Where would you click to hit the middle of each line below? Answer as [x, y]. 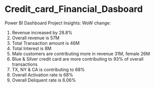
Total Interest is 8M [32, 48]
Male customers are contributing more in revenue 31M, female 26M [81, 54]
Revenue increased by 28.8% [42, 32]
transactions [25, 64]
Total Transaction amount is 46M [46, 43]
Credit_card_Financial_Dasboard [74, 9]
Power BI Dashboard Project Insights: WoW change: [58, 23]
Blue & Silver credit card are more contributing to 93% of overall [78, 59]
